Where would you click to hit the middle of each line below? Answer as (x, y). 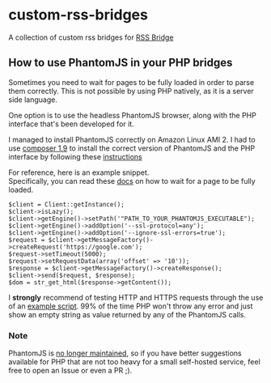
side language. (33, 100)
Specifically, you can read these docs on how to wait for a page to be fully (132, 181)
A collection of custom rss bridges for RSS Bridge (91, 37)
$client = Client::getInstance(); (67, 204)
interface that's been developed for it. (72, 124)
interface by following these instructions (76, 156)
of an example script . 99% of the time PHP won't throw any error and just (131, 306)
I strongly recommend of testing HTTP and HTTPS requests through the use (136, 297)
